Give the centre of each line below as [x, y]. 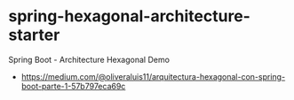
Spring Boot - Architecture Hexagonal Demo [89, 59]
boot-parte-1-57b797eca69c [73, 86]
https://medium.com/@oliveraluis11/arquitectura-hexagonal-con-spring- [153, 76]
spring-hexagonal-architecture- [129, 16]
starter [34, 35]
